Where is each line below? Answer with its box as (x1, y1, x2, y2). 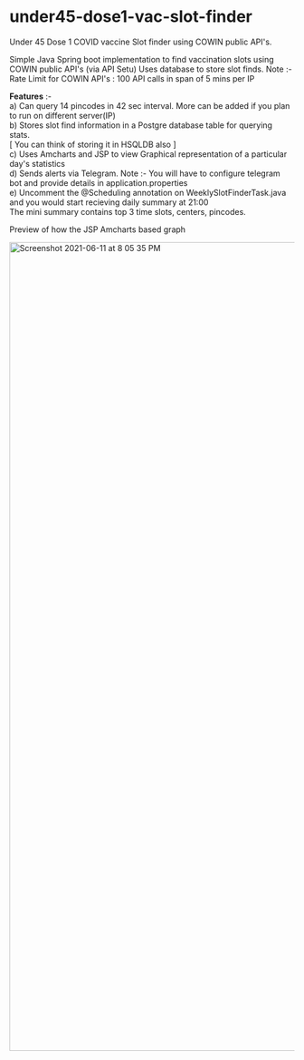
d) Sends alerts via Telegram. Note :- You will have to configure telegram (9, 168, 280, 179)
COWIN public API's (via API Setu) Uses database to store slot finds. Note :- (9, 63, 292, 74)
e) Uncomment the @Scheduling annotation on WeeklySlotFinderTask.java (9, 187, 287, 198)
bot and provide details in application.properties (9, 177, 188, 188)
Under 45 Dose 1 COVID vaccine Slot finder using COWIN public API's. (9, 36, 272, 47)
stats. (9, 129, 30, 140)
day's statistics (9, 158, 66, 169)
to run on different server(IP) (9, 110, 116, 121)
